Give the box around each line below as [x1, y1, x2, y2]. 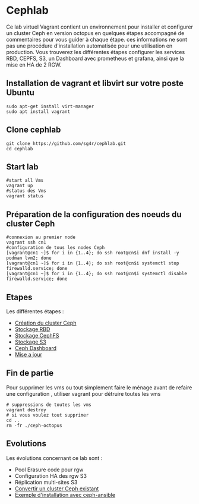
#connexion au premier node [6, 234, 76, 241]
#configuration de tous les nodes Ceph [6, 245, 105, 251]
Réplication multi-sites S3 [14, 478, 78, 486]
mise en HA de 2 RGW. [6, 61, 62, 68]
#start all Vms [6, 178, 44, 184]
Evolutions [6, 439, 46, 449]
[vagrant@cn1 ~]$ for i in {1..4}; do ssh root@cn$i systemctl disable [6, 271, 187, 277]
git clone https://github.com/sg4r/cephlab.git [6, 140, 127, 146]
